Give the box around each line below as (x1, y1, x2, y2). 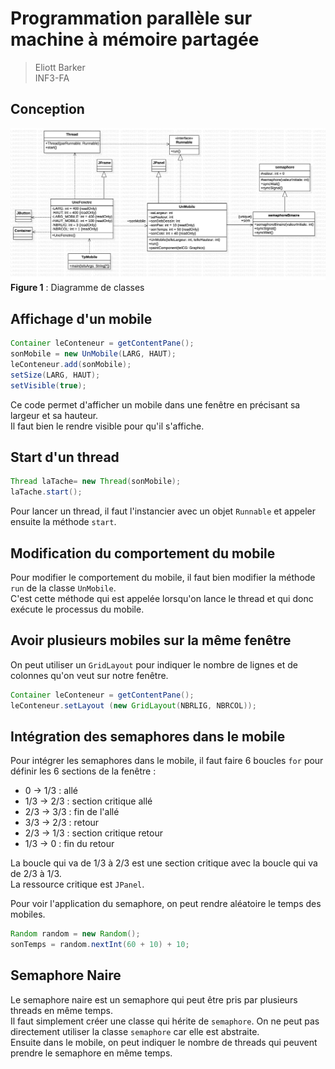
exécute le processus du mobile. (10, 603, 145, 615)
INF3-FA (34, 72, 70, 84)
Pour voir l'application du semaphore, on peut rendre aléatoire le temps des (10, 898, 322, 910)
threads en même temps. (10, 1004, 113, 1016)
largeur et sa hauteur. (10, 409, 99, 421)
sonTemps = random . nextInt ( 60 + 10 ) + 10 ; (10, 940, 190, 950)
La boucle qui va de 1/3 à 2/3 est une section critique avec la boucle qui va (10, 857, 318, 869)
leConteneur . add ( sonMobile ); (10, 359, 132, 369)
